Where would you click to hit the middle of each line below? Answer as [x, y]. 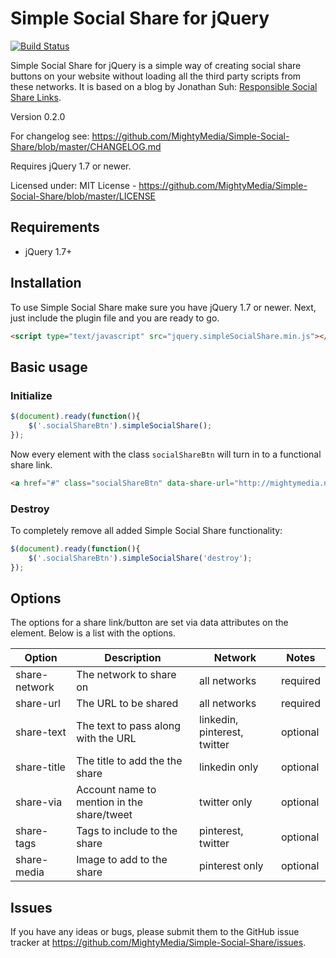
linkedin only [229, 767]
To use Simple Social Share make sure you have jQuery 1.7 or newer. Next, [163, 307]
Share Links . [36, 97]
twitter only [226, 802]
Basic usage [49, 367]
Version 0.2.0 [38, 116]
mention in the [110, 802]
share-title [40, 767]
